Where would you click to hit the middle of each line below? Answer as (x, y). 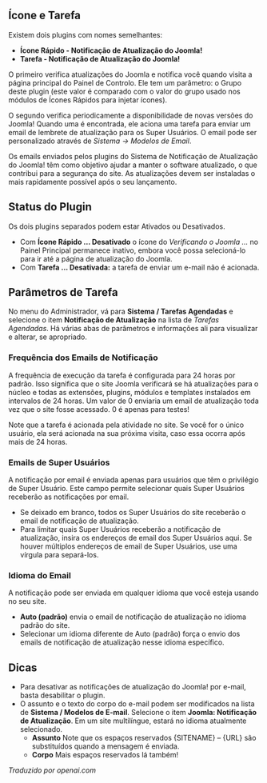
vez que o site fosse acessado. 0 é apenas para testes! (99, 409)
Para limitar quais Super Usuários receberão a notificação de (120, 529)
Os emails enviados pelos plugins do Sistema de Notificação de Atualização (133, 156)
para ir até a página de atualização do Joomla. (96, 258)
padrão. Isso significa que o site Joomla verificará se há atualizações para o (133, 384)
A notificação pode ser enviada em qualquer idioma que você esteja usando (133, 593)
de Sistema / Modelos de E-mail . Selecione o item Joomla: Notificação (138, 713)
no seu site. (27, 601)
